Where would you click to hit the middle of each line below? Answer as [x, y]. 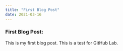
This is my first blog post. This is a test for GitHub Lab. [62, 42]
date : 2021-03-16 [23, 14]
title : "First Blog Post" [32, 10]
